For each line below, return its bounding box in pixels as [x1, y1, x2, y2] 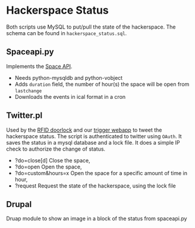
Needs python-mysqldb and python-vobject [14, 74, 123, 81]
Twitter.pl [6, 111, 43, 121]
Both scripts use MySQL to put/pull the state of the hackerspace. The [6, 23, 176, 30]
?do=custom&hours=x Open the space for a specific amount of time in [14, 169, 187, 176]
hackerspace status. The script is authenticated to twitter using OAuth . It [6, 132, 183, 140]
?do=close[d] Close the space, [14, 157, 90, 164]
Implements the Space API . [6, 63, 73, 70]
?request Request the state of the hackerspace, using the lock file [14, 182, 177, 189]
